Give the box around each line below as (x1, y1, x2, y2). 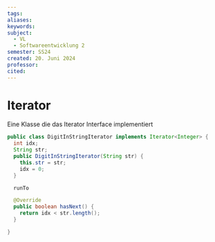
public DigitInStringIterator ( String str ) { (13, 153, 144, 160)
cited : (7, 68, 26, 74)
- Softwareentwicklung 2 (13, 42, 85, 49)
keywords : (7, 23, 36, 30)
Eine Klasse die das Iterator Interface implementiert (7, 120, 153, 128)
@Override (13, 197, 41, 204)
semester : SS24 (7, 49, 51, 56)
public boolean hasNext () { (13, 203, 95, 210)
